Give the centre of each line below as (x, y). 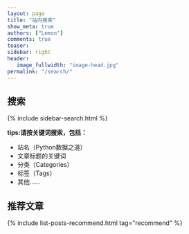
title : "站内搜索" (32, 20)
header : (18, 59)
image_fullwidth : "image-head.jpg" (67, 65)
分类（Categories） (45, 165)
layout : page (26, 13)
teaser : (18, 46)
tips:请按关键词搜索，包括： (47, 133)
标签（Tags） (36, 173)
